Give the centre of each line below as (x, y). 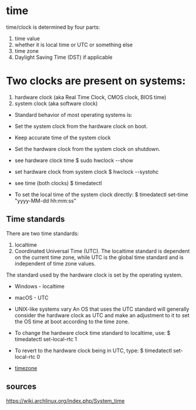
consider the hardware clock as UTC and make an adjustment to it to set (102, 315)
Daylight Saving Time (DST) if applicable (63, 57)
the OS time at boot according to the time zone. (72, 321)
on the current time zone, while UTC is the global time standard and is (99, 257)
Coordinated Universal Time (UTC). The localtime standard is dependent (102, 251)
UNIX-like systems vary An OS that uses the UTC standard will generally (102, 309)
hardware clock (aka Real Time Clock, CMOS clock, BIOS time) (90, 97)
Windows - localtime (39, 286)
